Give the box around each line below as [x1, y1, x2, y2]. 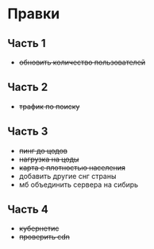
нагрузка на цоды [18, 154, 79, 164]
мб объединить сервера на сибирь [18, 180, 139, 189]
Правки [7, 5, 60, 23]
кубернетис [18, 224, 60, 233]
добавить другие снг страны [18, 171, 117, 181]
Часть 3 [7, 125, 48, 138]
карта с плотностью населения [18, 162, 126, 172]
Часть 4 [7, 203, 48, 216]
